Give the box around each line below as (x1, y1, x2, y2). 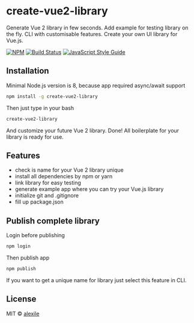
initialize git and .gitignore (14, 192, 79, 199)
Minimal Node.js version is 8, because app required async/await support (6, 82, 186, 89)
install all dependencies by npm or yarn (14, 173, 113, 180)
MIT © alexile (6, 310, 40, 317)
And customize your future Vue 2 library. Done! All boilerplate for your (6, 127, 179, 134)
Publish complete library (6, 216, 100, 226)
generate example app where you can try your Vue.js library (14, 186, 164, 193)
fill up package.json (14, 198, 64, 205)
